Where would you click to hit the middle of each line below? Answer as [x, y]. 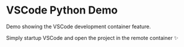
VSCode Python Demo [62, 10]
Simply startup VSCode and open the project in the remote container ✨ [92, 38]
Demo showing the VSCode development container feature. [79, 26]
